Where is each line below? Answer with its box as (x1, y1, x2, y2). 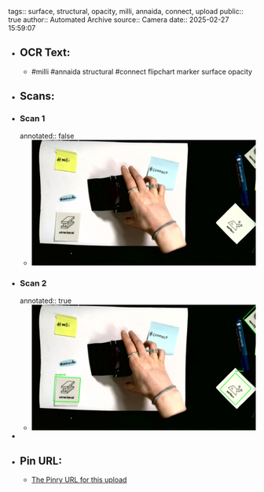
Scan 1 (19, 113, 46, 124)
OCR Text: (19, 46, 71, 60)
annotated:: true (19, 296, 72, 305)
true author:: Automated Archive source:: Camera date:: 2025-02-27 (8, 15, 229, 24)
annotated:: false (19, 131, 75, 140)
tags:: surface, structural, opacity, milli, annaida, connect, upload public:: (8, 7, 244, 16)
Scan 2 (19, 278, 47, 289)
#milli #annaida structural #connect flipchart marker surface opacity (31, 67, 253, 76)
